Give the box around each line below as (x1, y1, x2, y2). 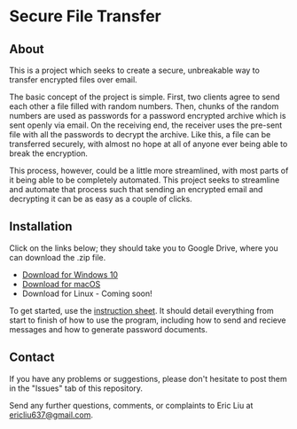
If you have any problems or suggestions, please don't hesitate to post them (9, 373, 287, 384)
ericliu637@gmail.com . (9, 409, 94, 420)
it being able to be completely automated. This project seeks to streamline (9, 175, 280, 185)
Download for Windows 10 (21, 269, 118, 280)
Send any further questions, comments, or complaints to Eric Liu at (9, 400, 254, 410)
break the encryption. (9, 148, 89, 159)
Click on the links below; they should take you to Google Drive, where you (9, 242, 279, 253)
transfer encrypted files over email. (9, 74, 137, 85)
